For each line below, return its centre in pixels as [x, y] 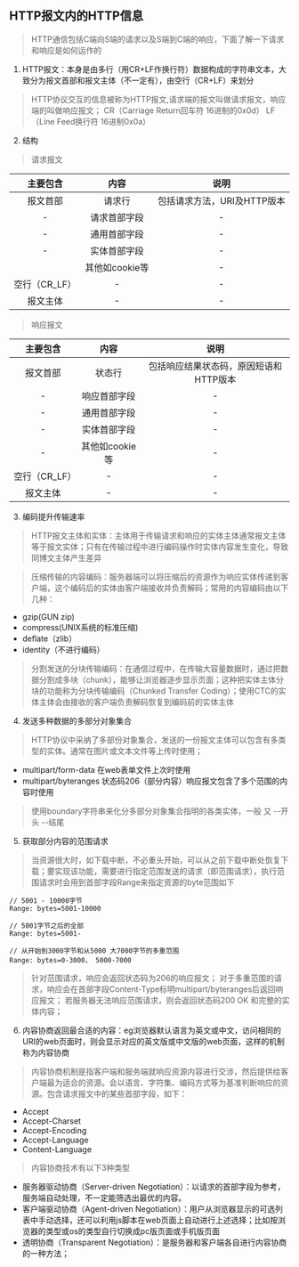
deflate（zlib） [49, 638]
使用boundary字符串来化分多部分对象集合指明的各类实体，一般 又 [151, 811]
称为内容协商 [45, 1052]
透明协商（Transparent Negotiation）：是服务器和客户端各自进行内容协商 [154, 1242]
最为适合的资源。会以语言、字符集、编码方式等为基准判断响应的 [164, 1082]
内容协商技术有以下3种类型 [81, 1167]
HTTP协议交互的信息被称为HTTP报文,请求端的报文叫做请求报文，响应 [158, 99]
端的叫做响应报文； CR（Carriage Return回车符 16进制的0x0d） [147, 110]
